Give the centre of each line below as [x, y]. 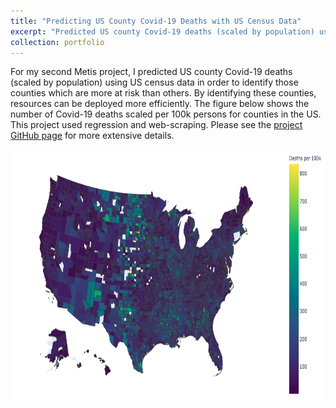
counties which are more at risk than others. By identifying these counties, [163, 93]
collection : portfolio [57, 42]
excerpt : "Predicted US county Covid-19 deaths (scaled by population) [162, 31]
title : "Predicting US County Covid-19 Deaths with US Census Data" [156, 21]
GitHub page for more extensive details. [92, 136]
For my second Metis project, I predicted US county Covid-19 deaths [151, 72]
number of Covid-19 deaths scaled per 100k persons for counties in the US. [166, 114]
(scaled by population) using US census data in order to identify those [154, 82]
